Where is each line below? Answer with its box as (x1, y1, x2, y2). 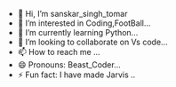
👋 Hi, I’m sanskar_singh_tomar (17, 9, 128, 19)
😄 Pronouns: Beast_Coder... (17, 59, 122, 70)
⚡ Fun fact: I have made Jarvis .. (17, 69, 136, 80)
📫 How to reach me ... (17, 47, 100, 57)
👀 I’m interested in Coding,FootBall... (17, 18, 151, 28)
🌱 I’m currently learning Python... (17, 28, 139, 37)
